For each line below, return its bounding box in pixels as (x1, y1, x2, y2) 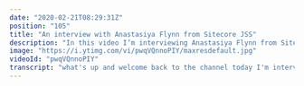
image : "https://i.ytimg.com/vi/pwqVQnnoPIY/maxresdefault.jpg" (9, 47, 257, 56)
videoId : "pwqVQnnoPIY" (9, 55, 100, 64)
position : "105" (9, 21, 71, 30)
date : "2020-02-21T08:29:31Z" (9, 13, 124, 22)
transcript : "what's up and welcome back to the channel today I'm (9, 64, 270, 73)
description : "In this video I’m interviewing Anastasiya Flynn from (9, 38, 278, 47)
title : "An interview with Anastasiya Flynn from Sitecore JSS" (9, 30, 257, 39)
